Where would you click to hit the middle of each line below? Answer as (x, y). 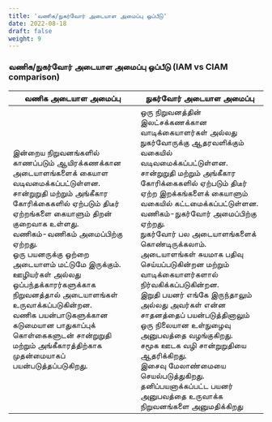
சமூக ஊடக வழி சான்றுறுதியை (193, 345)
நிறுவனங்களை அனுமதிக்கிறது (192, 406)
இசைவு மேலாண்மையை (183, 365)
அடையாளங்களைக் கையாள (60, 173)
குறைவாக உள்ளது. (46, 223)
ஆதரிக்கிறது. (164, 355)
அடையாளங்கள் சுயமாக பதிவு (192, 254)
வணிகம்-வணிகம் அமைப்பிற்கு (68, 234)
